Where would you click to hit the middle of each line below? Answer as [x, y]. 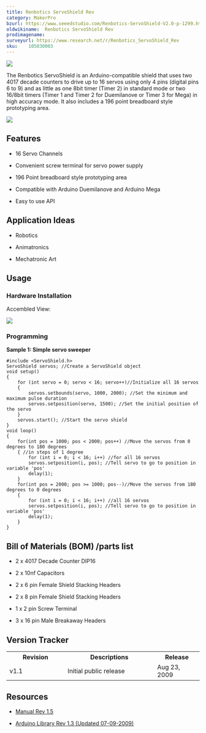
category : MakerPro [31, 18]
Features [24, 139]
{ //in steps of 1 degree [51, 452]
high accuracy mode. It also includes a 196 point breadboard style [90, 101]
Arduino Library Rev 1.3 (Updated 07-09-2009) [74, 723]
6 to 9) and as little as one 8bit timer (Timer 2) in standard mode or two [96, 88]
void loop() [21, 431]
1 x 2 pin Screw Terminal [46, 609]
